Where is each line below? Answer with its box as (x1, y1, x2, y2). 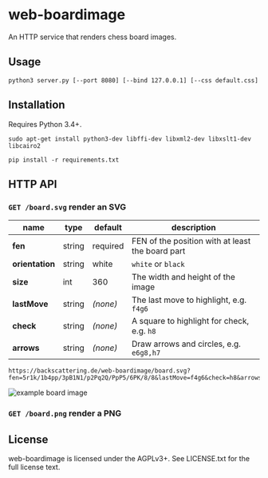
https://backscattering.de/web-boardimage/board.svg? (8, 367, 191, 375)
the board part (131, 245, 186, 257)
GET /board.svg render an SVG (8, 201, 126, 213)
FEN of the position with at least (131, 236, 251, 247)
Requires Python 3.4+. (8, 119, 82, 129)
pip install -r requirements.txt (8, 156, 120, 164)
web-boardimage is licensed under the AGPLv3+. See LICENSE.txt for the (8, 453, 250, 463)
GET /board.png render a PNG (8, 408, 122, 419)
